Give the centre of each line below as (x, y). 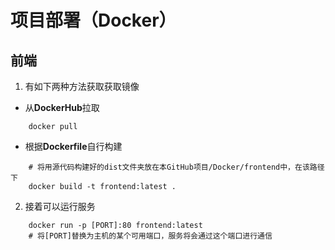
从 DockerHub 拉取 (62, 107)
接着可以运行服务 (60, 206)
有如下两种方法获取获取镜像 (82, 86)
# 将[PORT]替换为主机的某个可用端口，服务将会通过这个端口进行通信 (150, 236)
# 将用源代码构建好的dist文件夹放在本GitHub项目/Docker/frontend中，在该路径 (176, 167)
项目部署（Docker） (93, 20)
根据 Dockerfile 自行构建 (73, 146)
